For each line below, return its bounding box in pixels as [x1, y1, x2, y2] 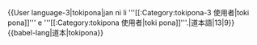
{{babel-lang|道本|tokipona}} [7, 28, 104, 37]
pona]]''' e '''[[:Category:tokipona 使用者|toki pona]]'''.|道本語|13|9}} [7, 18, 235, 27]
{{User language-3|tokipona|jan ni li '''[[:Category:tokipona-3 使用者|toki [7, 8, 250, 17]
